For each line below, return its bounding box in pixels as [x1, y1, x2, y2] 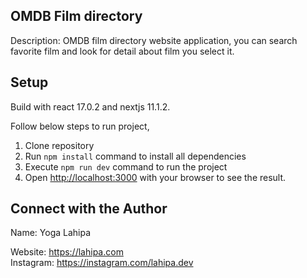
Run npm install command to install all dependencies [24, 150, 247, 162]
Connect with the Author [10, 200, 168, 218]
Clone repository [24, 139, 95, 151]
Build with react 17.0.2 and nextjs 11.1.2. [10, 100, 171, 113]
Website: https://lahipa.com [10, 246, 124, 258]
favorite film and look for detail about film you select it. [10, 45, 235, 57]
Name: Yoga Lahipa [10, 227, 92, 239]
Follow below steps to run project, [10, 120, 150, 132]
